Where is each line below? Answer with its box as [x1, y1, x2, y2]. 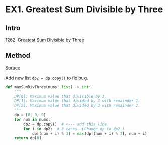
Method [5, 51, 31, 60]
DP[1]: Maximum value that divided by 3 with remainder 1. [14, 98, 141, 104]
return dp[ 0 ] [14, 136, 42, 141]
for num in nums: [14, 117, 51, 122]
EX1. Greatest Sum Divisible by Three [5, 4, 163, 15]
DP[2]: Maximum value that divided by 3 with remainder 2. [14, 103, 141, 108]
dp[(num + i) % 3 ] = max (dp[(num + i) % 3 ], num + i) [32, 131, 147, 136]
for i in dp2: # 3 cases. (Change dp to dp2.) [23, 126, 125, 131]
